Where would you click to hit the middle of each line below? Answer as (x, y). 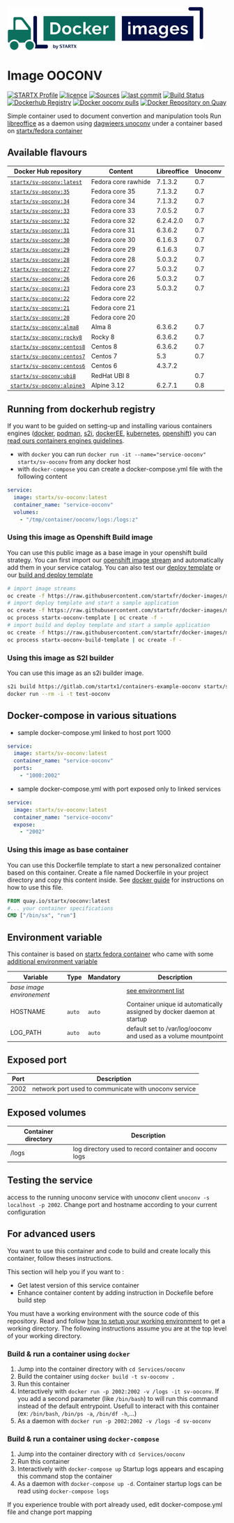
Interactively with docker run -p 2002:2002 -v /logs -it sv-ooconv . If (118, 1391)
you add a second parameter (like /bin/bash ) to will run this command (117, 1398)
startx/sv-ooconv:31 (40, 230)
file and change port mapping (50, 1512)
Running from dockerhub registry (81, 409)
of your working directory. (45, 1335)
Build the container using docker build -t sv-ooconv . (96, 1376)
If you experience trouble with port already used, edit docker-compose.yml (115, 1505)
